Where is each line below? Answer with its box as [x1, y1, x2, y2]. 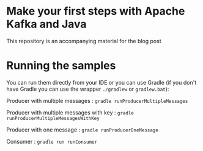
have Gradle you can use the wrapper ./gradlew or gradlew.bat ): [6, 85, 169, 93]
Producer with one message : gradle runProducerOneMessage [6, 126, 159, 133]
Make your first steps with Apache [6, 4, 185, 18]
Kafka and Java [6, 17, 87, 31]
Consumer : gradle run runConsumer [6, 138, 98, 145]
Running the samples [6, 59, 116, 72]
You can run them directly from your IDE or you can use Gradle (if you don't [6, 79, 197, 86]
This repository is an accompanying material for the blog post [6, 37, 161, 44]
